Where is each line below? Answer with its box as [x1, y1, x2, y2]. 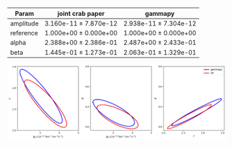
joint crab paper [57, 9, 105, 17]
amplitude [10, 19, 40, 28]
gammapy [144, 9, 175, 17]
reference [10, 29, 38, 37]
